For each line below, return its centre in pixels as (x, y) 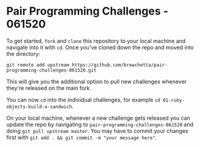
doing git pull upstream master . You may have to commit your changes (97, 131)
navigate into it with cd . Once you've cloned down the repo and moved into (100, 47)
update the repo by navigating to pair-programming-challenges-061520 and (100, 124)
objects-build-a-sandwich (39, 107)
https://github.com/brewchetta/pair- (120, 65)
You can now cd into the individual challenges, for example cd (83, 100)
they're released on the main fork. (49, 88)
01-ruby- (173, 100)
